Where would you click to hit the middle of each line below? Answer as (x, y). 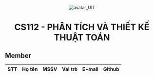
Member (18, 55)
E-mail (90, 69)
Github (111, 69)
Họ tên (30, 69)
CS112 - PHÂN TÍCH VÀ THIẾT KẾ (82, 27)
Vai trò (70, 69)
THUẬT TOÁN (82, 38)
